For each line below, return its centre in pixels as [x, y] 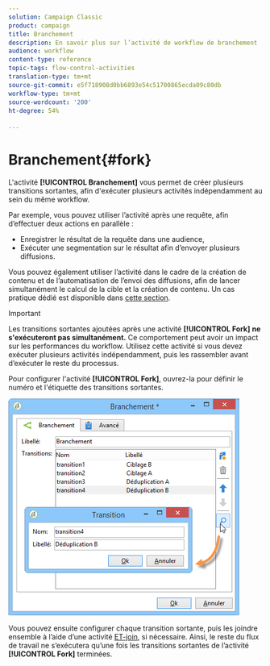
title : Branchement [41, 34]
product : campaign [39, 25]
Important [25, 314]
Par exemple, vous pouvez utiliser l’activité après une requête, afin [118, 215]
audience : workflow [41, 51]
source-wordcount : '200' [50, 102]
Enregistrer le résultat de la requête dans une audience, [112, 239]
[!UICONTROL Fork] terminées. [60, 654]
